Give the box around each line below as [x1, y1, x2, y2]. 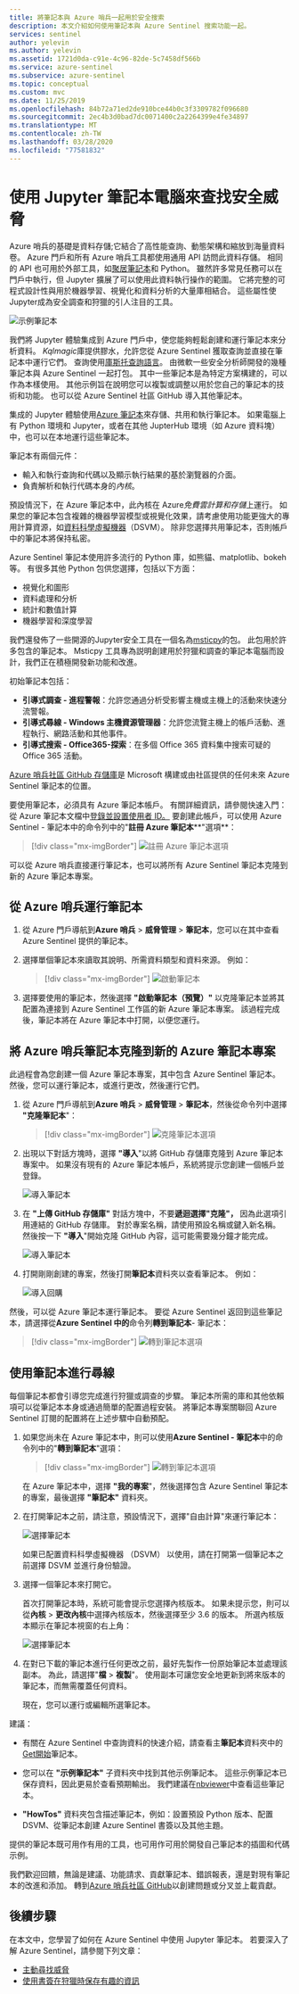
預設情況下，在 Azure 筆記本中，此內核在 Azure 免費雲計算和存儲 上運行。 [9, 499, 278, 509]
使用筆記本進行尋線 [9, 1365, 115, 1380]
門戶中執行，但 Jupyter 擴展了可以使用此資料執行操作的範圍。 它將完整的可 [9, 274, 287, 285]
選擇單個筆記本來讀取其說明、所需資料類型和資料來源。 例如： [21, 955, 251, 965]
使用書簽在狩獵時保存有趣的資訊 [21, 1975, 140, 1986]
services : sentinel [9, 29, 82, 38]
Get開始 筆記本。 [21, 1749, 83, 1758]
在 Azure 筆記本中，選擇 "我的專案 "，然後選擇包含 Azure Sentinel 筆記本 [21, 1481, 288, 1491]
